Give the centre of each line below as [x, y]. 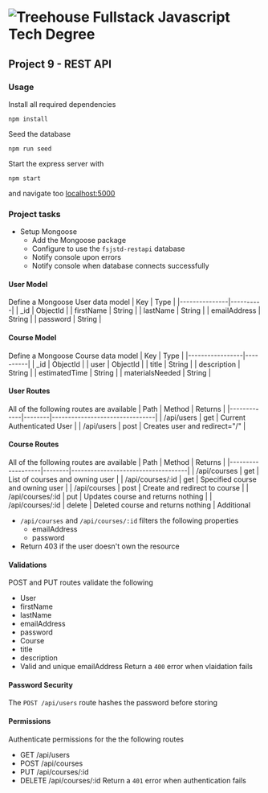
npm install [28, 119]
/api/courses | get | [227, 470]
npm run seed [30, 149]
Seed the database [39, 134]
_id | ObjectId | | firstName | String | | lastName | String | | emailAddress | [140, 310]
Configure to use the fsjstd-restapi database [108, 249]
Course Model [32, 337]
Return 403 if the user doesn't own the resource [100, 546]
